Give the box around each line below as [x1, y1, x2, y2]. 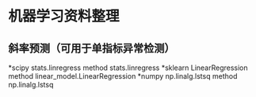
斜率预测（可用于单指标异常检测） [8, 41, 175, 55]
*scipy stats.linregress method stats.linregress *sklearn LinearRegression [8, 63, 248, 72]
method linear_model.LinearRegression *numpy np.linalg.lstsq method [8, 72, 238, 80]
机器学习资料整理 [8, 7, 120, 25]
